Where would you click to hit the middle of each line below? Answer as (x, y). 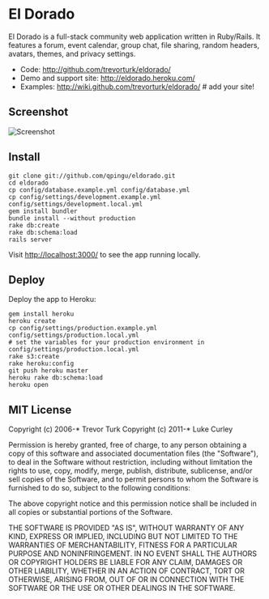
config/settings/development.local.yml (76, 204)
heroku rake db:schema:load (56, 378)
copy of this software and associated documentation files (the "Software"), (134, 453)
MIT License (40, 410)
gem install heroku (41, 314)
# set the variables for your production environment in (107, 342)
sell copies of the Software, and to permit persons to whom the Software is (134, 479)
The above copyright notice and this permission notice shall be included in (132, 503)
